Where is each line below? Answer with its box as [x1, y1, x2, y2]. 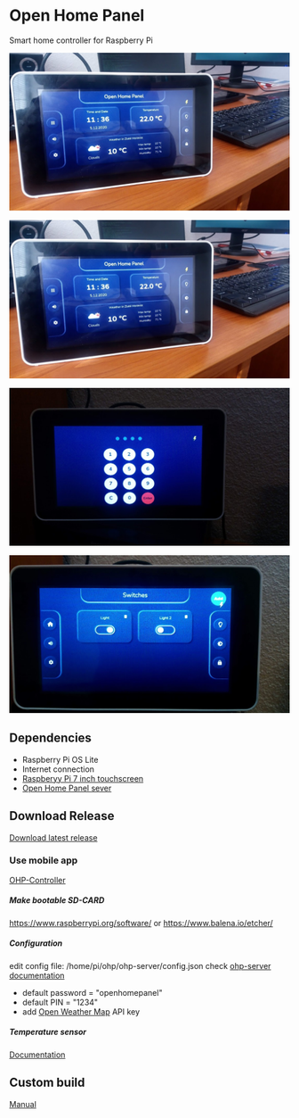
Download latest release [9, 832, 98, 843]
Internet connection [21, 764, 95, 774]
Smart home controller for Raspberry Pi [9, 35, 153, 46]
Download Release [9, 808, 115, 824]
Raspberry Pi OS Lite [21, 754, 99, 765]
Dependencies [9, 731, 92, 746]
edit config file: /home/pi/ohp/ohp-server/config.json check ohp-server [9, 960, 271, 971]
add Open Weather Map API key [21, 1006, 141, 1017]
